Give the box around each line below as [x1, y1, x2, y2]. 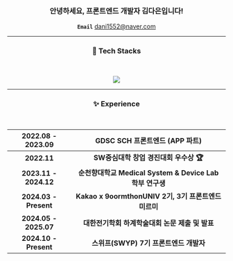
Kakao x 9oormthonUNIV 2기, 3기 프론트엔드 [76, 191, 222, 201]
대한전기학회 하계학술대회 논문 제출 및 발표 [83, 218, 214, 228]
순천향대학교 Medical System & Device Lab [78, 168, 219, 178]
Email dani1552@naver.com [77, 22, 156, 31]
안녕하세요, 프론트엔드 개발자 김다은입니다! [49, 6, 184, 15]
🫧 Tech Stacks [92, 47, 141, 56]
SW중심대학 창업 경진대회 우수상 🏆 [93, 153, 204, 162]
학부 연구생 [131, 178, 166, 188]
